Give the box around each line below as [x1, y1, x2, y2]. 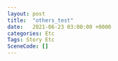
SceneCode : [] [7, 43, 49, 50]
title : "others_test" [7, 17, 74, 24]
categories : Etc [7, 29, 55, 37]
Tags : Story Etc [7, 36, 55, 43]
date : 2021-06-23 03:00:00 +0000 [7, 23, 112, 30]
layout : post [7, 10, 46, 18]
